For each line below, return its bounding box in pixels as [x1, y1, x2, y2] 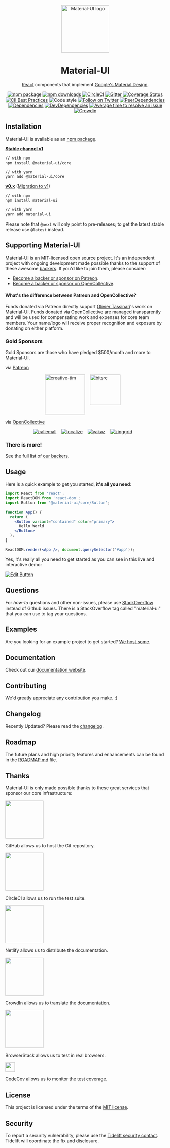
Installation [5, 122, 42, 131]
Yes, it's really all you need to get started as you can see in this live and [5, 556, 155, 562]
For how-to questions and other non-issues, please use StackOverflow [5, 599, 154, 605]
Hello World [18, 524, 44, 529]
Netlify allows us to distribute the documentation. [5, 947, 108, 953]
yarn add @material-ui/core [5, 174, 65, 179]
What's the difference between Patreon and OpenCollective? [5, 292, 137, 298]
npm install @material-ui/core [5, 160, 72, 165]
